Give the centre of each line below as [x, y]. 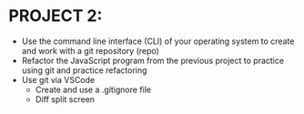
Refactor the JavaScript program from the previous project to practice [152, 60]
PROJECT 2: [56, 16]
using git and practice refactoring [84, 70]
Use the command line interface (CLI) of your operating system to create [158, 41]
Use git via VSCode [58, 79]
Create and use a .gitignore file [93, 89]
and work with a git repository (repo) [91, 50]
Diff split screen [65, 99]
